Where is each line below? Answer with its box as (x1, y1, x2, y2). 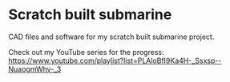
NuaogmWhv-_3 (8, 64, 62, 73)
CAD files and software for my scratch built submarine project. (8, 32, 215, 41)
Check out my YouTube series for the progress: (8, 47, 164, 57)
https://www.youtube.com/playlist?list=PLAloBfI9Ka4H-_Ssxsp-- (8, 56, 222, 65)
